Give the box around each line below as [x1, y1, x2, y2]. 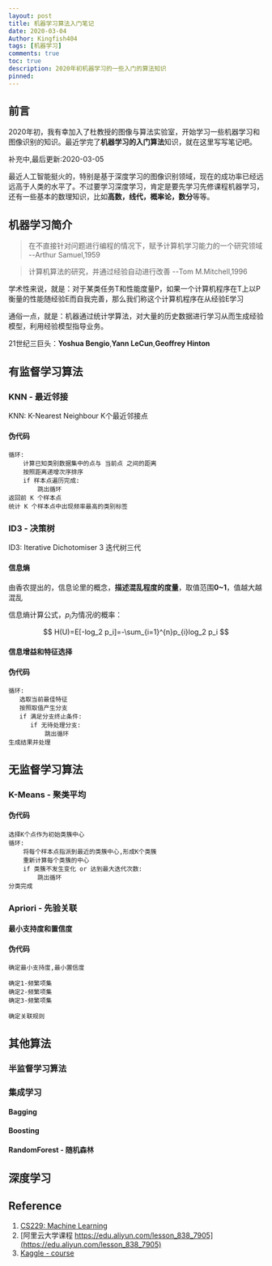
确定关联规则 [8, 1012, 45, 1021]
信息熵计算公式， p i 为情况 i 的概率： [8, 609, 123, 621]
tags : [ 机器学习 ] [8, 42, 62, 50]
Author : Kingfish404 [8, 34, 79, 43]
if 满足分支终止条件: [19, 713, 83, 721]
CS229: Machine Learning [19, 1221, 108, 1230]
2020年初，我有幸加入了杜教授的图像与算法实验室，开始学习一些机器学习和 [8, 127, 261, 137]
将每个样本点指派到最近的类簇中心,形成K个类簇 [23, 847, 157, 855]
